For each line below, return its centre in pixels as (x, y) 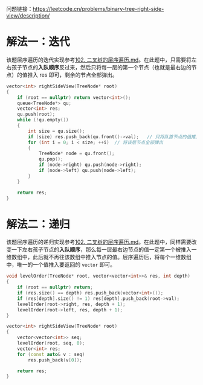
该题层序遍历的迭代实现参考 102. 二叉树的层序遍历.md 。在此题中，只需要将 (99, 60)
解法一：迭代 (38, 42)
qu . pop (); (51, 159)
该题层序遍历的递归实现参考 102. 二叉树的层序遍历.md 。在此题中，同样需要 (99, 242)
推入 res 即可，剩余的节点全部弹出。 (72, 75)
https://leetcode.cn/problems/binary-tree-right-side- (98, 9)
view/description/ (28, 16)
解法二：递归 (38, 224)
